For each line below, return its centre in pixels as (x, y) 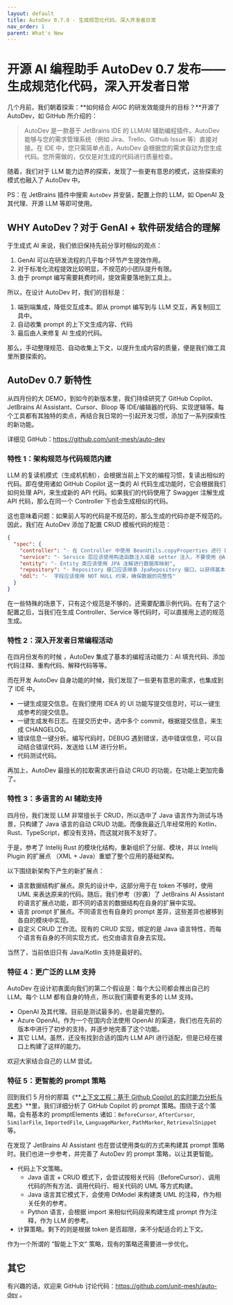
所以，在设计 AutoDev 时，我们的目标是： (67, 292)
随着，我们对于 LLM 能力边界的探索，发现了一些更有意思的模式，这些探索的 (115, 171)
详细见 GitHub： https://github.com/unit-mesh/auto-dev (86, 439)
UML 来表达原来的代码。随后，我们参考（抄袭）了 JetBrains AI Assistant (121, 894)
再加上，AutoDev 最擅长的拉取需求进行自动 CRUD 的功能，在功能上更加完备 (116, 770)
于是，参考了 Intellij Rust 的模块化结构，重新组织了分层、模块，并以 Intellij (113, 847)
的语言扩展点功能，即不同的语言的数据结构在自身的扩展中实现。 (108, 903)
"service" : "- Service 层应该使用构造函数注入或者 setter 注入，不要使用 (118, 557)
